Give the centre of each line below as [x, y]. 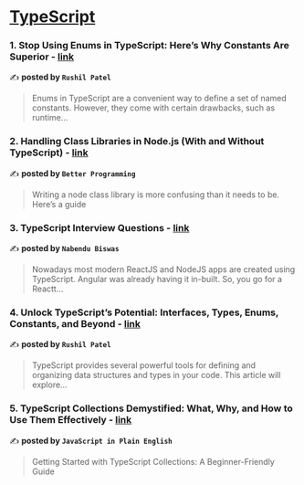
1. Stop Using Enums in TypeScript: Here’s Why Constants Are [149, 46]
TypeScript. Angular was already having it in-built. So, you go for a [157, 279]
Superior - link [42, 57]
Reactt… [47, 289]
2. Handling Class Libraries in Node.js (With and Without [137, 142]
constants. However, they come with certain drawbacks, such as [153, 108]
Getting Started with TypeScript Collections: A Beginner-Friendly [153, 461]
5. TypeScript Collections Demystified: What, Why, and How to [152, 408]
